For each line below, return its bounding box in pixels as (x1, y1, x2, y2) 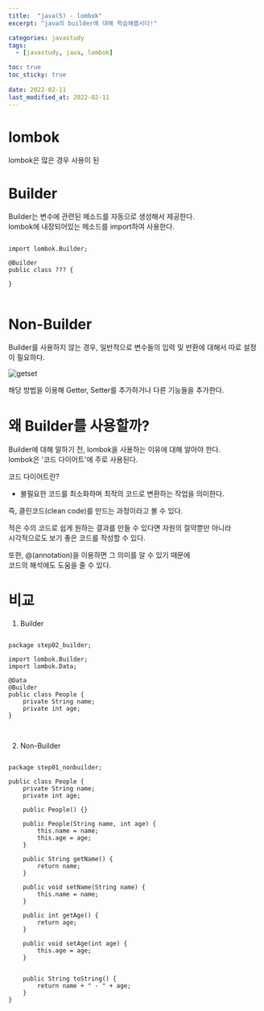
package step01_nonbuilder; (8, 764, 103, 772)
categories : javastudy (8, 34, 85, 42)
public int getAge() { (23, 911, 99, 920)
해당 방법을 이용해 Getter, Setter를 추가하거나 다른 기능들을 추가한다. (8, 386, 225, 395)
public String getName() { (23, 855, 113, 864)
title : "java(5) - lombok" (8, 11, 103, 20)
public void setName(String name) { (23, 883, 146, 892)
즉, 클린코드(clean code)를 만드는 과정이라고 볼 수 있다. (8, 506, 184, 516)
